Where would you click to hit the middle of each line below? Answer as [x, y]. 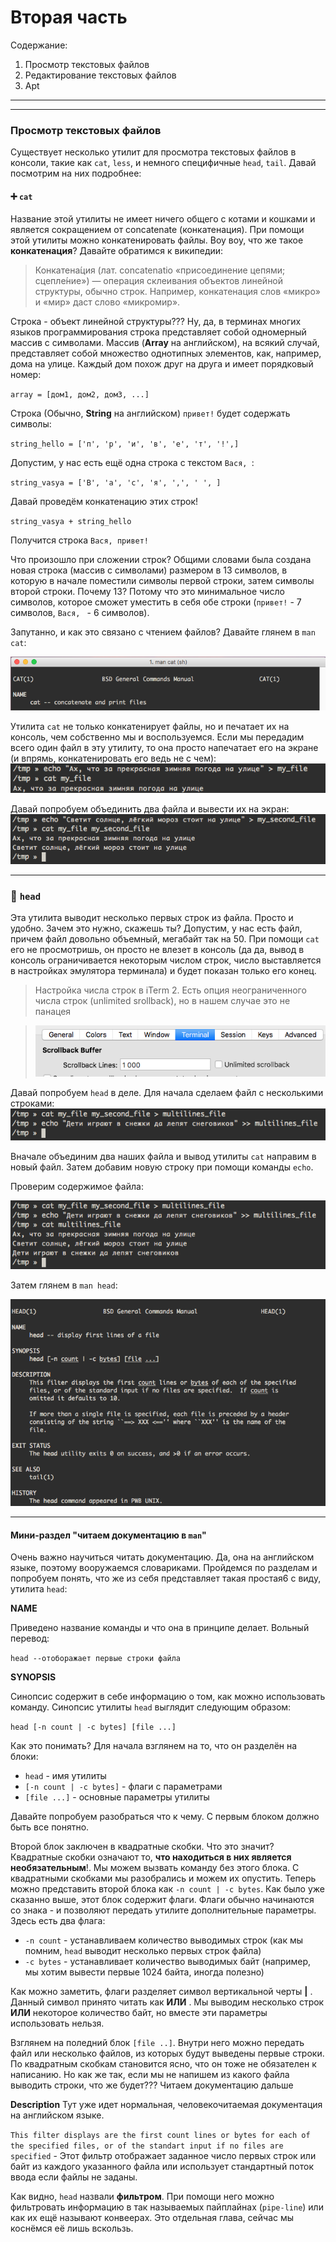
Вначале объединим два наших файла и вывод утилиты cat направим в [163, 1156]
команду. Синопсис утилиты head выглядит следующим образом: [151, 1707]
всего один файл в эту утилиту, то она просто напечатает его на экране [164, 747]
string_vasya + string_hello [71, 522]
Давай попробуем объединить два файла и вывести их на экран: [150, 808]
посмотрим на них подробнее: [76, 173]
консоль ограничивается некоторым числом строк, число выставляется [166, 960]
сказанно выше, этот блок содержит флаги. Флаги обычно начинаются [162, 1900]
